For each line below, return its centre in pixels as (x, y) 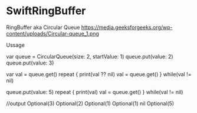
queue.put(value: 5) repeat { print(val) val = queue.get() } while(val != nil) (95, 92)
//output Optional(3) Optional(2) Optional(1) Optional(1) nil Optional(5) (90, 103)
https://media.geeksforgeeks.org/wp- (127, 27)
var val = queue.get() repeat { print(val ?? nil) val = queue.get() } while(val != (99, 74)
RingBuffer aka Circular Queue (43, 27)
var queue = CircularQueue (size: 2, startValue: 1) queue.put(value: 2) (90, 56)
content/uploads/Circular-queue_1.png (52, 33)
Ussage (15, 45)
